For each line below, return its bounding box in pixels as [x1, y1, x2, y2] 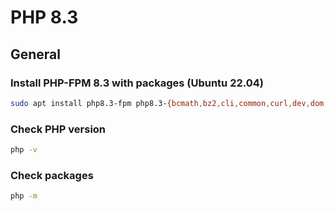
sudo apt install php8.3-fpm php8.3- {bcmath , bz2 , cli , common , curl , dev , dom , [10, 98, 329, 108]
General [10, 46, 62, 63]
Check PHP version [10, 122, 107, 136]
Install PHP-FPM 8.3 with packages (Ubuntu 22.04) [10, 76, 264, 90]
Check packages [10, 168, 94, 182]
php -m [10, 191, 38, 201]
